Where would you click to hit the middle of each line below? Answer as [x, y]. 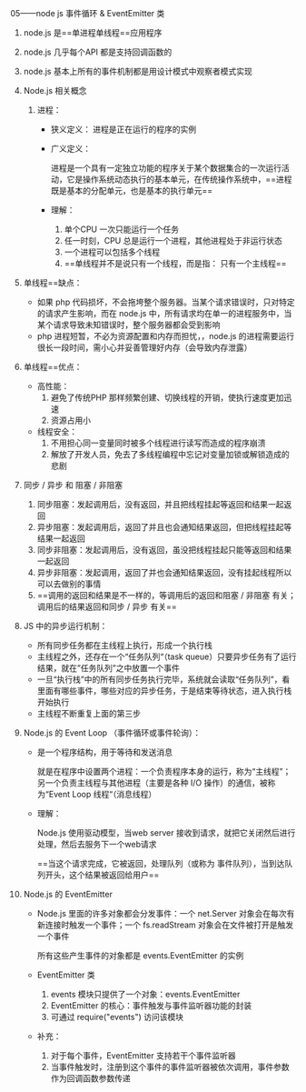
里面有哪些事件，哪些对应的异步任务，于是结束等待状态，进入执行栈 [164, 691]
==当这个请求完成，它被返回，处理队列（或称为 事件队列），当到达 [161, 863]
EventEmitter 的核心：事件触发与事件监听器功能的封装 [151, 1006]
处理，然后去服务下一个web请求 [97, 844]
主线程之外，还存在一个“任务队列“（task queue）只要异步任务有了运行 [167, 656]
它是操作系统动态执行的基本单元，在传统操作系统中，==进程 [179, 179]
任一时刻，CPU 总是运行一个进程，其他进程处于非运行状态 [173, 240]
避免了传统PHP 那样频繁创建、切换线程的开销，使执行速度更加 [167, 397]
